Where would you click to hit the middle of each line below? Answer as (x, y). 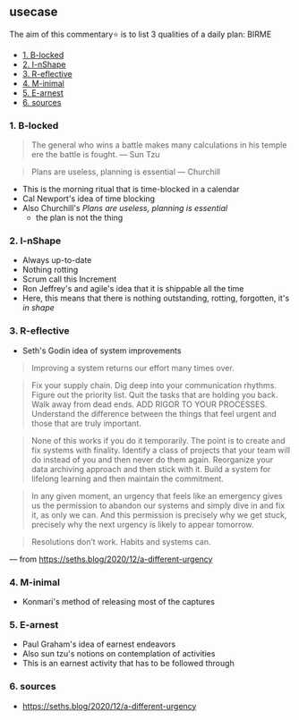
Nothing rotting (50, 270)
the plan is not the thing (79, 218)
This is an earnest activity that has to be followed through (128, 664)
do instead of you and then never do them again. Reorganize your (152, 459)
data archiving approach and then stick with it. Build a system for (151, 469)
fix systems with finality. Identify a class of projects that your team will (161, 450)
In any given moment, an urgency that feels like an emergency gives (157, 496)
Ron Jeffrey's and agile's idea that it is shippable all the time (133, 289)
